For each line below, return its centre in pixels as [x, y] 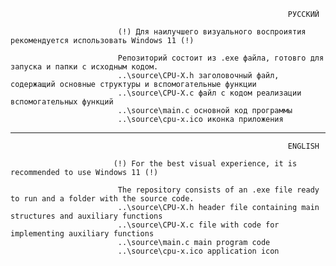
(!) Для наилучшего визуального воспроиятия [212, 32]
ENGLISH [303, 146]
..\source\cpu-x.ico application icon [198, 251]
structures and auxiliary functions [86, 216]
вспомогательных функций [62, 102]
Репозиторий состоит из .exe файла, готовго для [221, 58]
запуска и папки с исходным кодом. [84, 67]
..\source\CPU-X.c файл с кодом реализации [209, 93]
